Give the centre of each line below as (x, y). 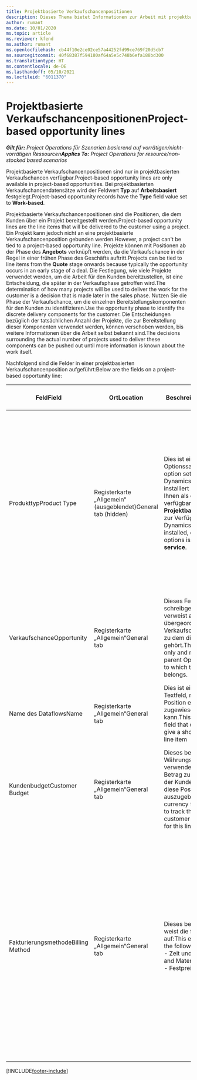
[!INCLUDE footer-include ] (37, 1071)
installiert (176, 489)
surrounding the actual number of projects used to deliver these (83, 340)
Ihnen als (176, 496)
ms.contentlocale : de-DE (36, 66)
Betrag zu (177, 775)
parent (173, 660)
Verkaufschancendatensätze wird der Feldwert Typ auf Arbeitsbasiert (91, 190)
